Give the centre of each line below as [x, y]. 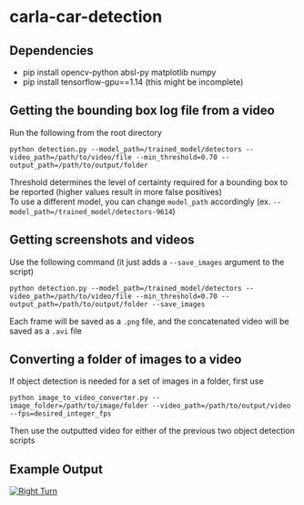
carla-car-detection [86, 17]
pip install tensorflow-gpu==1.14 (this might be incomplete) [133, 82]
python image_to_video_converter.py [79, 398]
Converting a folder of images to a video [126, 360]
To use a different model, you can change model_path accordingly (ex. [140, 201]
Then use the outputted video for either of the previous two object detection [152, 431]
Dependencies [51, 51]
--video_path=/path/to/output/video [221, 406]
